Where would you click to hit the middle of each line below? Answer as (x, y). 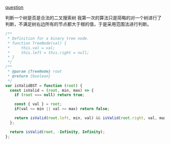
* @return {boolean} (29, 76)
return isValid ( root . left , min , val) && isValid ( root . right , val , (86, 118)
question (14, 7)
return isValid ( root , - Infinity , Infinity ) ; (57, 132)
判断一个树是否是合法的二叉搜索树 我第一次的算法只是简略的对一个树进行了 (83, 18)
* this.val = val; (31, 48)
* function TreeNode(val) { (37, 43)
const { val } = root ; (38, 104)
